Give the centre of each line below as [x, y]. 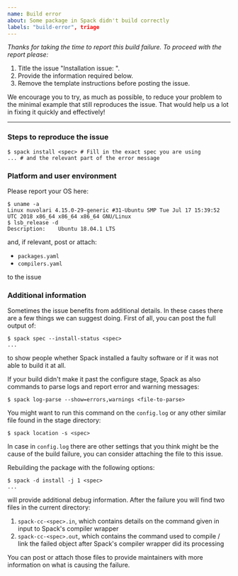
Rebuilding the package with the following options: [81, 468]
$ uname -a [23, 204]
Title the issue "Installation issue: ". [69, 69]
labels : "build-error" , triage [53, 27]
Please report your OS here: [48, 191]
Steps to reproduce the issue [58, 137]
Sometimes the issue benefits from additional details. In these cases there [115, 311]
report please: [28, 54]
